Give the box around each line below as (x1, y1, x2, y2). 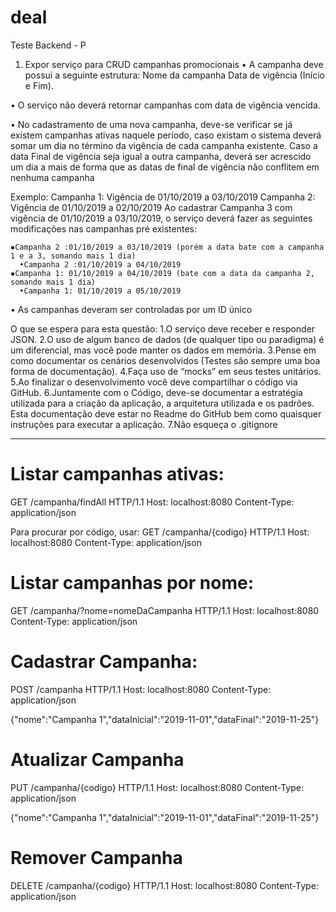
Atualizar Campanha (10, 748, 185, 771)
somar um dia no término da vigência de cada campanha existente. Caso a (10, 139, 318, 151)
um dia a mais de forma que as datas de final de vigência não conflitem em (10, 161, 320, 173)
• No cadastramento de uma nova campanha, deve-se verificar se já (10, 118, 293, 130)
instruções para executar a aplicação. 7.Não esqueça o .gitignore (10, 418, 278, 430)
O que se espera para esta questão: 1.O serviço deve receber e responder (10, 322, 316, 335)
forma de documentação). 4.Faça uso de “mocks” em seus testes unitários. (10, 365, 322, 377)
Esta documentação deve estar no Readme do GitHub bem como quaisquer (10, 407, 322, 420)
